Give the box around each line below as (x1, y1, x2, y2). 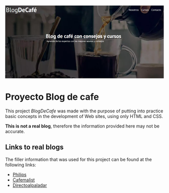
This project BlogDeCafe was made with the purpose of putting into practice (5, 108, 163, 114)
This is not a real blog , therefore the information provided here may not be (5, 123, 160, 129)
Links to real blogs (5, 143, 64, 152)
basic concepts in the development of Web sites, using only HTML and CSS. (5, 113, 163, 119)
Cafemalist (12, 177, 35, 183)
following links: (5, 162, 36, 168)
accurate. (5, 128, 25, 134)
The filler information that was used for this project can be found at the (5, 156, 152, 162)
